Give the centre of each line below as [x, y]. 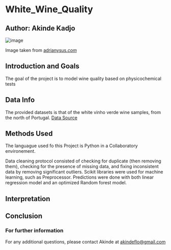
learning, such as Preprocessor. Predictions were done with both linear [80, 177]
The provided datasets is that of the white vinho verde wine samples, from [83, 112]
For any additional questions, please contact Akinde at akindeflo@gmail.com [85, 242]
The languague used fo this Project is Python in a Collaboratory [72, 146]
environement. [20, 151]
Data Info [20, 100]
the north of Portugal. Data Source [41, 118]
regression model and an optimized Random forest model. [66, 183]
